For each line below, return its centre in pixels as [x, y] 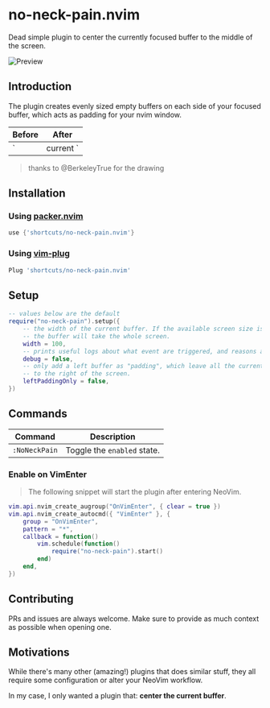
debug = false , [48, 359]
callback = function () [61, 536]
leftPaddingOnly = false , [66, 381]
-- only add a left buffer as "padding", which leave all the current [143, 366]
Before [25, 135]
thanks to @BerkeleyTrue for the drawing [96, 168]
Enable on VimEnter [48, 474]
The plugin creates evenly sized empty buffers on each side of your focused [135, 106]
